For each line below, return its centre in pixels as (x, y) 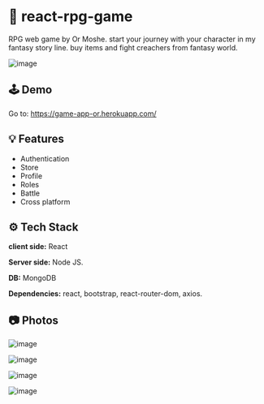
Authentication (45, 158)
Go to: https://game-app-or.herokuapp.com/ (82, 114)
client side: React (38, 247)
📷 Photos (34, 320)
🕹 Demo (30, 90)
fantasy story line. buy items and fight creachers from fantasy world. (123, 47)
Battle (30, 193)
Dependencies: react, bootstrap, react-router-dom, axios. (106, 294)
